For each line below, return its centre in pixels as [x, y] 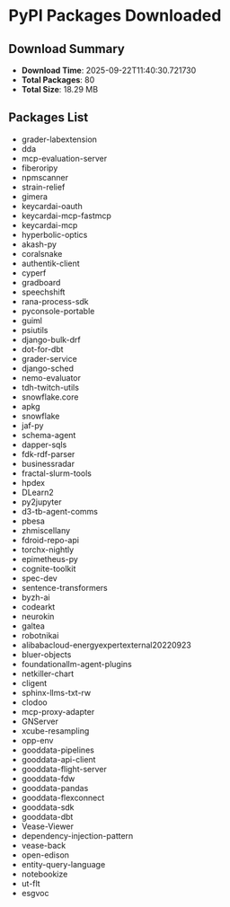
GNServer [40, 721]
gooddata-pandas [55, 788]
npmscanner [45, 177]
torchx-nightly [48, 550]
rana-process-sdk [55, 301]
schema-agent [49, 435]
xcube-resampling [55, 731]
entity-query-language [63, 864]
